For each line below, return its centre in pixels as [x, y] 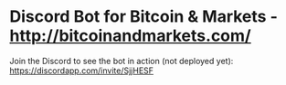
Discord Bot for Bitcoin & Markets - [144, 17]
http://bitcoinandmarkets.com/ [130, 36]
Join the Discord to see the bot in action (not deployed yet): [122, 61]
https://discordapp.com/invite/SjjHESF [81, 71]
